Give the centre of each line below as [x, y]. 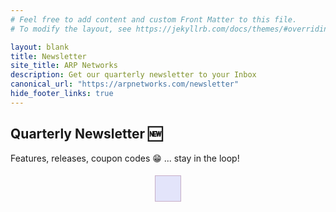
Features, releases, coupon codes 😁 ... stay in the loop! [125, 158]
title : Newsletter [48, 56]
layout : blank [40, 47]
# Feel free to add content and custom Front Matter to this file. [154, 19]
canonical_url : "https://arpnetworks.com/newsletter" [125, 84]
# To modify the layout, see [71, 29]
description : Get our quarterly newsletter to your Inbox [133, 75]
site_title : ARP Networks [64, 66]
